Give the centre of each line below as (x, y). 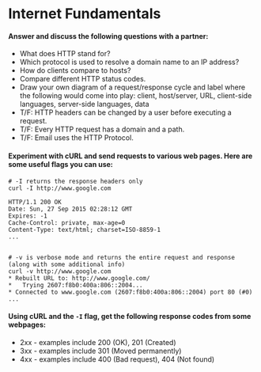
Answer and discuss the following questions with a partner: (108, 36)
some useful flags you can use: (61, 164)
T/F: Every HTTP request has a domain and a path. (102, 129)
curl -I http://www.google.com (60, 188)
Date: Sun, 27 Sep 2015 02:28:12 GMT (70, 209)
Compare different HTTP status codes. (83, 79)
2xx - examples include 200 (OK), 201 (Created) (98, 342)
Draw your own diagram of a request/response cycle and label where (132, 87)
